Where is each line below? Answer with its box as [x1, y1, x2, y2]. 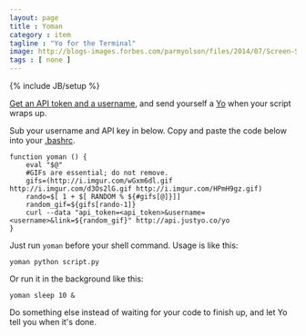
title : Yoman [9, 22, 64, 31]
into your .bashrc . [9, 135, 76, 145]
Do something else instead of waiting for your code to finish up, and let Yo [9, 307, 288, 318]
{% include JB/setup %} [9, 81, 100, 91]
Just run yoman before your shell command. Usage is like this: [9, 240, 239, 251]
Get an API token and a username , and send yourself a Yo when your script [9, 98, 291, 109]
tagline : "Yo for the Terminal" [9, 38, 137, 48]
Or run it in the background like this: [9, 273, 144, 284]
